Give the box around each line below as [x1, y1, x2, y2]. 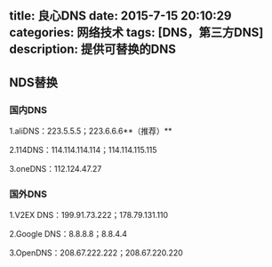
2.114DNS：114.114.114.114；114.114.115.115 [9, 145, 157, 156]
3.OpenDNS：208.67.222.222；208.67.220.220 [9, 247, 184, 258]
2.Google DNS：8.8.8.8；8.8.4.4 [9, 229, 127, 239]
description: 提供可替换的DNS [9, 42, 176, 57]
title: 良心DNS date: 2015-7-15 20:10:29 [9, 8, 232, 24]
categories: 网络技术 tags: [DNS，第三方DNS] [9, 25, 264, 40]
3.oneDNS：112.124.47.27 [9, 164, 102, 174]
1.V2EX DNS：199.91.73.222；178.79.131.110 [9, 210, 169, 221]
